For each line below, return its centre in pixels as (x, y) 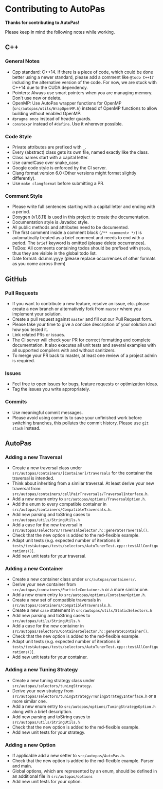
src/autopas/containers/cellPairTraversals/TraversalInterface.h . (80, 494)
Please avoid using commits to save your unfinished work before (77, 417)
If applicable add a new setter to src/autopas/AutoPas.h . (68, 756)
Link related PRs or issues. (39, 334)
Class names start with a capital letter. (50, 157)
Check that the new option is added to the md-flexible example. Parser (83, 761)
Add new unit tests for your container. (50, 657)
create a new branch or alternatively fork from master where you (76, 309)
